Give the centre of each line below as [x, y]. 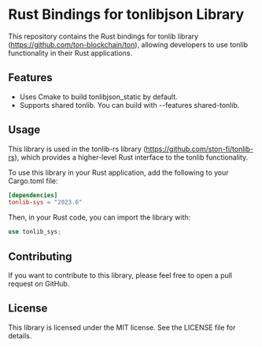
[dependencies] [33, 195]
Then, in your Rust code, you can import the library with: [100, 217]
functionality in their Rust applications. [70, 53]
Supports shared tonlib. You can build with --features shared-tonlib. [129, 105]
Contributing [40, 256]
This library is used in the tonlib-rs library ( [77, 149]
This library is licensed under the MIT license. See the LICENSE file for [122, 327]
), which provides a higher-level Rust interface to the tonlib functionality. [131, 157]
